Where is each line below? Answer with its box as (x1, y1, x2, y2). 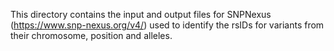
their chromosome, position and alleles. (10, 30, 173, 41)
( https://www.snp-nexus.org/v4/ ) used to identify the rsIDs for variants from (10, 19, 325, 31)
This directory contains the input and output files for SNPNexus (10, 9, 272, 20)
